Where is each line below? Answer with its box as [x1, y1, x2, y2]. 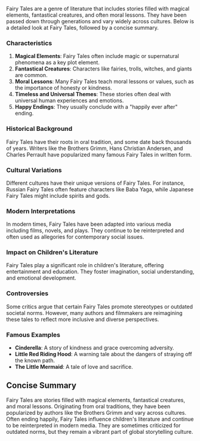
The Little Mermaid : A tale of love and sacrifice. [14, 363, 133, 370]
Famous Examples [6, 330, 61, 339]
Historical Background [6, 125, 73, 133]
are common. [14, 72, 48, 79]
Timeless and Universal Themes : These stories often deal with [14, 91, 171, 98]
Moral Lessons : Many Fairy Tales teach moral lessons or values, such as [14, 78, 194, 85]
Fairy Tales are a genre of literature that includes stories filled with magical [6, 5, 190, 12]
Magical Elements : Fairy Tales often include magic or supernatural [14, 53, 179, 60]
